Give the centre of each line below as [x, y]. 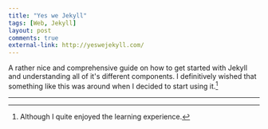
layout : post [30, 30]
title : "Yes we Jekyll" [48, 16]
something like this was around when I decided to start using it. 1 [113, 86]
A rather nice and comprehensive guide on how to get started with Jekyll [128, 68]
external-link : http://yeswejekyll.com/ [77, 45]
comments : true [33, 38]
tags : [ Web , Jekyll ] [43, 23]
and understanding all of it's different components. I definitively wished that [132, 76]
